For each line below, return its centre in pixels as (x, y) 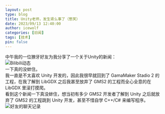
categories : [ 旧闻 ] (25, 33)
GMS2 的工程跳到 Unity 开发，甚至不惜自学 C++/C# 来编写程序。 (81, 100)
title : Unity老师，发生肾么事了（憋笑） (43, 19)
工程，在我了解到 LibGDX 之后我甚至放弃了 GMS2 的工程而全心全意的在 (78, 81)
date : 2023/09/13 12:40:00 (33, 24)
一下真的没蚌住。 (23, 69)
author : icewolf (22, 28)
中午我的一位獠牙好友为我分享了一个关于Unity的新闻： (61, 57)
